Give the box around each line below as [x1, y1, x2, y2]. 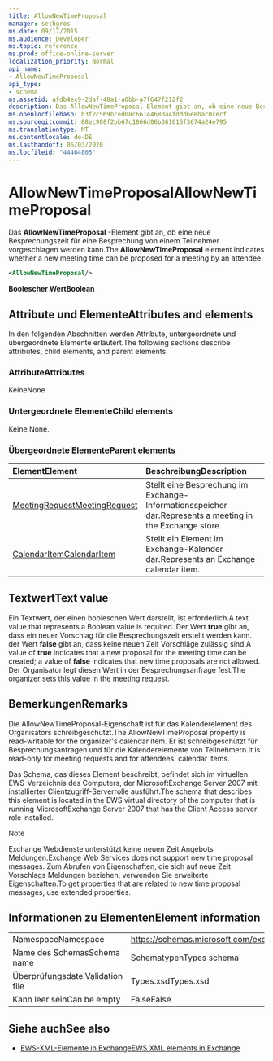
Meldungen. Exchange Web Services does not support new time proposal [8, 853, 253, 862]
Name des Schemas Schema [12, 947, 120, 958]
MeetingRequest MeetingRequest [12, 499, 138, 511]
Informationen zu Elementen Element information [8, 910, 261, 924]
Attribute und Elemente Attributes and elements [8, 307, 253, 322]
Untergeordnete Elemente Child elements [8, 406, 173, 417]
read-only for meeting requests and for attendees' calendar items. [8, 753, 230, 763]
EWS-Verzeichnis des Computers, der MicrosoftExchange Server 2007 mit [8, 778, 258, 787]
